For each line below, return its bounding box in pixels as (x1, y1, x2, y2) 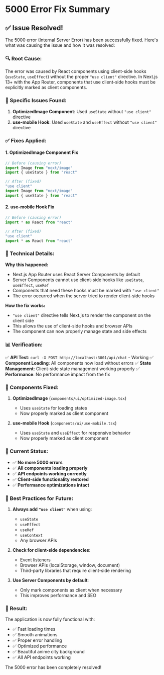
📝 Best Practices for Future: (5, 494, 74, 501)
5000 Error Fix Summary (5, 4, 110, 15)
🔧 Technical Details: (5, 250, 55, 257)
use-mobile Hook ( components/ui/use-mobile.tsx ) (12, 420, 117, 426)
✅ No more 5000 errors (12, 459, 63, 465)
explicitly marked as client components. (5, 85, 87, 91)
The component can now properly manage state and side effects (12, 328, 147, 334)
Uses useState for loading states (20, 405, 87, 411)
